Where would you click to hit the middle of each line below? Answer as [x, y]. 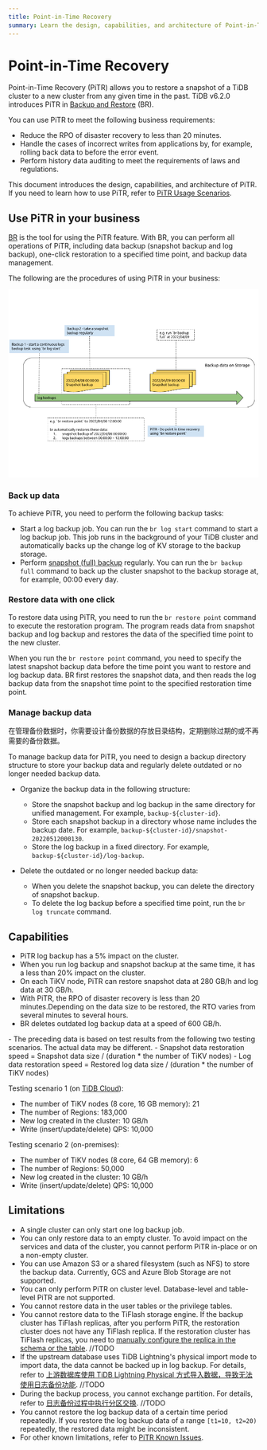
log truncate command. [72, 911]
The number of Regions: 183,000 [74, 1112]
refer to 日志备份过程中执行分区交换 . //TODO [93, 1403]
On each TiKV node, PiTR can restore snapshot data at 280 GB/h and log [139, 981]
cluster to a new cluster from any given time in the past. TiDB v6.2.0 [119, 96]
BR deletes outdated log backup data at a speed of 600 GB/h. [120, 1023]
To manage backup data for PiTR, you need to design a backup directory [127, 757]
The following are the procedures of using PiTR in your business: [114, 278]
